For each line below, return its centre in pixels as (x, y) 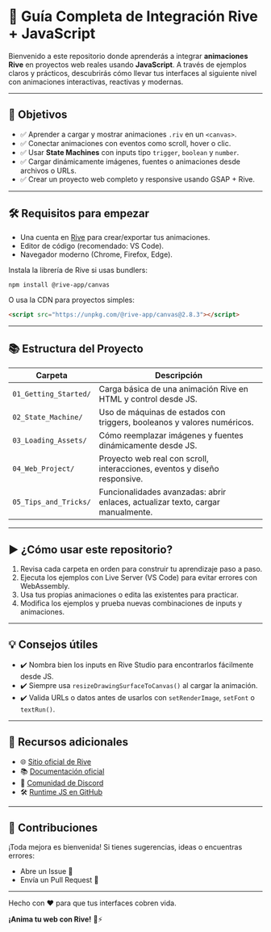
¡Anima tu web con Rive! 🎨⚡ (56, 919)
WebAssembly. (45, 586)
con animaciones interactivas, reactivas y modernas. (96, 82)
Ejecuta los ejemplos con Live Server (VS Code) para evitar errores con (139, 577)
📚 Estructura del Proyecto (76, 348)
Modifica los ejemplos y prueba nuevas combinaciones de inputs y (131, 603)
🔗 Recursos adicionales (69, 742)
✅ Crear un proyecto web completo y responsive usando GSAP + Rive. (138, 179)
